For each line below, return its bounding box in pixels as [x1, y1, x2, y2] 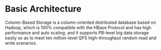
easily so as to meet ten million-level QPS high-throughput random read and [5, 35, 157, 41]
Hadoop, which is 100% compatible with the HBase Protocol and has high [5, 24, 151, 30]
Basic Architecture [5, 3, 82, 15]
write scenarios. [5, 40, 37, 46]
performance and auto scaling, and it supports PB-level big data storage [5, 30, 149, 35]
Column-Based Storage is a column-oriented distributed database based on [5, 19, 156, 25]
